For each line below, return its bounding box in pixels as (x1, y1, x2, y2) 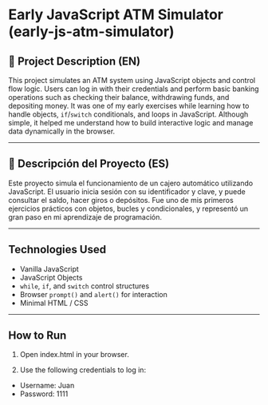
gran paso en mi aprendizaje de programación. (8, 212, 162, 221)
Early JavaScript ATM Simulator (8, 6, 223, 24)
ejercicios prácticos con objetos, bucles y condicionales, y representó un (8, 204, 249, 213)
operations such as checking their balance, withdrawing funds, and (8, 93, 230, 101)
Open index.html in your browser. (19, 350, 129, 359)
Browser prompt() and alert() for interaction (19, 289, 167, 299)
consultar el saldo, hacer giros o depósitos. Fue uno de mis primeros (8, 195, 234, 204)
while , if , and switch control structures (19, 281, 150, 291)
